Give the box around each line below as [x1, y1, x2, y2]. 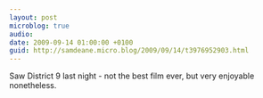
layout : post [9, 12, 58, 22]
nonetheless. [9, 80, 57, 91]
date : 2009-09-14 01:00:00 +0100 [9, 37, 134, 47]
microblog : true [9, 21, 70, 30]
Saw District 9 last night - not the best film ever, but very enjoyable [9, 70, 255, 81]
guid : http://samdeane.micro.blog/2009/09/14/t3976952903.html [9, 46, 250, 55]
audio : [9, 29, 34, 38]
